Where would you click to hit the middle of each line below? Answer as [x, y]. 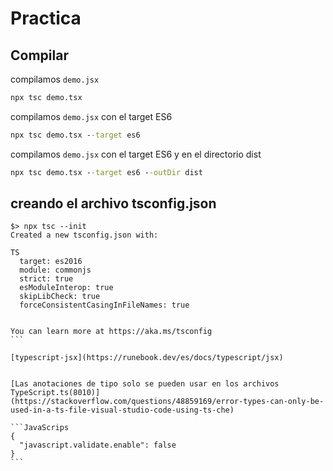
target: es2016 [51, 262]
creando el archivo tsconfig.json [113, 203]
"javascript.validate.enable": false [98, 445]
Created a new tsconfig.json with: [84, 235]
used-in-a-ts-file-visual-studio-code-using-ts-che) [122, 410]
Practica [46, 18]
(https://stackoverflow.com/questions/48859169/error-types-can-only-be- [167, 402]
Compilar [39, 55]
